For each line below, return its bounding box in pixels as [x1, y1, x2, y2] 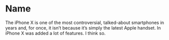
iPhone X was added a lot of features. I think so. [5, 30, 106, 36]
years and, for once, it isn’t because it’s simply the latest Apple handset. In [5, 24, 161, 30]
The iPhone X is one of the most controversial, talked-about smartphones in [5, 19, 164, 25]
